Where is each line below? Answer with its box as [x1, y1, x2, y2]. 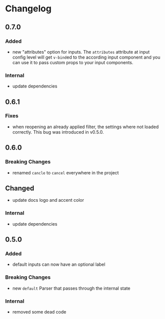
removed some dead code [12, 309, 67, 315]
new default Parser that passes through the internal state [12, 285, 131, 291]
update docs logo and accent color [12, 197, 84, 203]
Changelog [5, 3, 52, 14]
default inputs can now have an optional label [12, 261, 105, 267]
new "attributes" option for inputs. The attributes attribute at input [12, 49, 150, 55]
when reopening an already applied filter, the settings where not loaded [12, 124, 159, 130]
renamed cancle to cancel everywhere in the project [12, 169, 119, 175]
